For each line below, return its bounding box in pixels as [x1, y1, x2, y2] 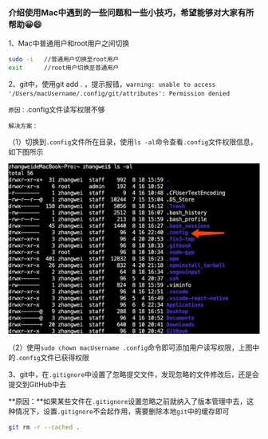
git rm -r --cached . [8, 423, 81, 431]
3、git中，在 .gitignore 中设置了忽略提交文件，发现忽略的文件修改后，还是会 [8, 369, 259, 379]
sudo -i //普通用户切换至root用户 [8, 56, 120, 64]
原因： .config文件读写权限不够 [8, 105, 105, 115]
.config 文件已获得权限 [15, 352, 90, 362]
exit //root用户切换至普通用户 [8, 64, 120, 73]
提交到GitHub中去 [8, 379, 66, 389]
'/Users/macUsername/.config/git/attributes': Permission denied [8, 90, 230, 98]
